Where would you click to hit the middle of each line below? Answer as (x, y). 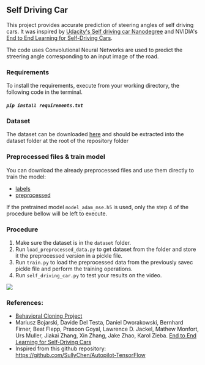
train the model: (26, 177)
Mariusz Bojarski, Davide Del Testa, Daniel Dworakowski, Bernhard (99, 323)
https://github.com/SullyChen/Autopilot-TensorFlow (80, 355)
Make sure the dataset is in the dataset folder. (73, 243)
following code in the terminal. (44, 92)
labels (23, 188)
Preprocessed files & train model (56, 157)
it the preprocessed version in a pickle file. (69, 256)
